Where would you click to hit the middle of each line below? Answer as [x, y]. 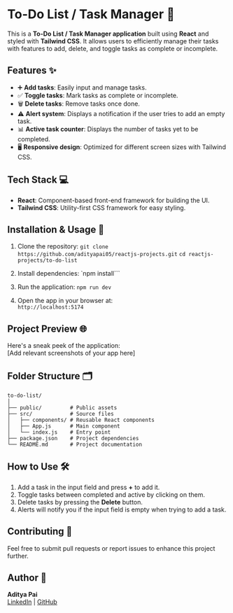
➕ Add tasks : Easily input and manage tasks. [82, 87]
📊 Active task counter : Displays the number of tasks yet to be [108, 129]
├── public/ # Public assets [62, 408]
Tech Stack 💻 [38, 180]
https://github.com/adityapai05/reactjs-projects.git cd [101, 255]
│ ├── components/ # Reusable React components [81, 420]
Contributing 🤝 [40, 531]
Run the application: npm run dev [64, 287]
